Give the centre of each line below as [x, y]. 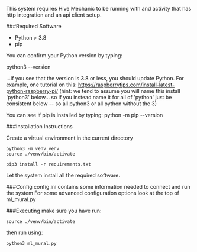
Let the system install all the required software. [63, 175]
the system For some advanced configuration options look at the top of [93, 193]
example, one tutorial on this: [41, 85]
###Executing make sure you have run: [54, 211]
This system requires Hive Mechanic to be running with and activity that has [99, 9]
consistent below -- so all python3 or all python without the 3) [82, 104]
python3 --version [28, 67]
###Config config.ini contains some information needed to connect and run [98, 187]
